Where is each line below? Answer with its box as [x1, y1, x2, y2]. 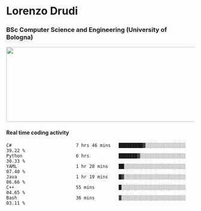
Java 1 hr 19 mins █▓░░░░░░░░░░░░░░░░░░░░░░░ [6, 174, 186, 180]
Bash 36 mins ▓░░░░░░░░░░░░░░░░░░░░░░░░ [6, 195, 186, 201]
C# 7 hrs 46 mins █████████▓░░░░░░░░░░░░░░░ [6, 142, 186, 148]
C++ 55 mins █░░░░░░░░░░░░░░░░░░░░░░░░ [6, 184, 186, 190]
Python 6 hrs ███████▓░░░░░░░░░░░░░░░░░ [6, 153, 186, 159]
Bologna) [6, 33, 33, 41]
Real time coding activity [6, 129, 69, 136]
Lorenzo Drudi [6, 4, 78, 18]
